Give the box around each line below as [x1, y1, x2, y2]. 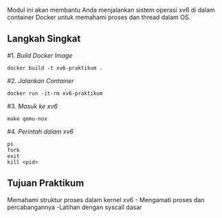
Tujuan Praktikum [7, 177, 85, 189]
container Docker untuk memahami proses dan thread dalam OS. [7, 13, 191, 21]
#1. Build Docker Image [7, 51, 73, 59]
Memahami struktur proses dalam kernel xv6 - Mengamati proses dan [7, 195, 205, 204]
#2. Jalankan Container [7, 76, 74, 85]
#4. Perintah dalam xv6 [7, 127, 74, 135]
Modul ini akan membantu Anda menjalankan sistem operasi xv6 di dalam [7, 6, 215, 14]
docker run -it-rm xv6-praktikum [7, 89, 103, 97]
